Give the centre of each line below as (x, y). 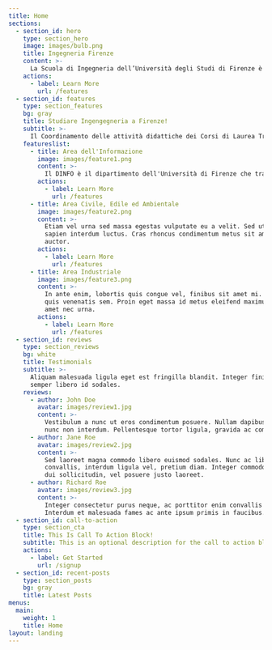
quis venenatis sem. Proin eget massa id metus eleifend (142, 302)
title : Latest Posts (57, 596)
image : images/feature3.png (85, 279)
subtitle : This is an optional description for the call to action (139, 543)
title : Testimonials (57, 362)
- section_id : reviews (54, 340)
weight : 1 (40, 618)
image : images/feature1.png (85, 159)
